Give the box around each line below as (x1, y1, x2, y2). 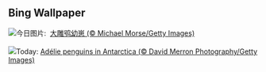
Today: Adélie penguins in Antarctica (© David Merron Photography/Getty (16, 47, 258, 56)
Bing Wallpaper (8, 6, 86, 20)
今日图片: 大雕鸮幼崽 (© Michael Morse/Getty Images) (16, 28, 195, 38)
